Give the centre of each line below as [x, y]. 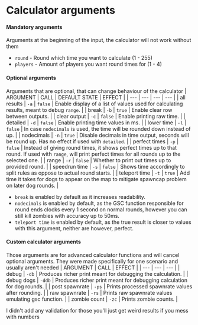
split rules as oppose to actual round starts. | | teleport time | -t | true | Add [98, 173]
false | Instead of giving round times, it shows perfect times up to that [92, 147]
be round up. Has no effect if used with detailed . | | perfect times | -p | [92, 141]
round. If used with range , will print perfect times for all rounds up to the [93, 154]
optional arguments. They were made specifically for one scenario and [92, 261]
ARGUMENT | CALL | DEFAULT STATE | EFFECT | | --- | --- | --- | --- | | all [96, 97]
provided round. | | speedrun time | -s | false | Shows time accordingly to [95, 166]
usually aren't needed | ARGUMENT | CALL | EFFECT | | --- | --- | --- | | [93, 268]
